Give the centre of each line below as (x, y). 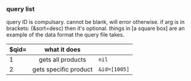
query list (20, 9)
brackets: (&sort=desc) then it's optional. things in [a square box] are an (95, 28)
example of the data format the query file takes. (65, 35)
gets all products (62, 60)
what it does (63, 50)
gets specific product (62, 70)
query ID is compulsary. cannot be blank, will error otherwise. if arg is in (95, 22)
